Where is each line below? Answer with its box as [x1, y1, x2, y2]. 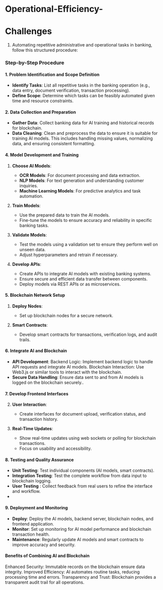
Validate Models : [12, 232, 47, 238]
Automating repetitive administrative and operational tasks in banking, [12, 42, 152, 48]
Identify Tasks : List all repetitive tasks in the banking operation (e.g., [12, 82, 150, 88]
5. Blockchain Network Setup [5, 292, 65, 298]
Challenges [5, 26, 52, 37]
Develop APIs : [12, 261, 41, 267]
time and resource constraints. [12, 98, 74, 104]
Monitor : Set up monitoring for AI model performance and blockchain [12, 526, 152, 532]
